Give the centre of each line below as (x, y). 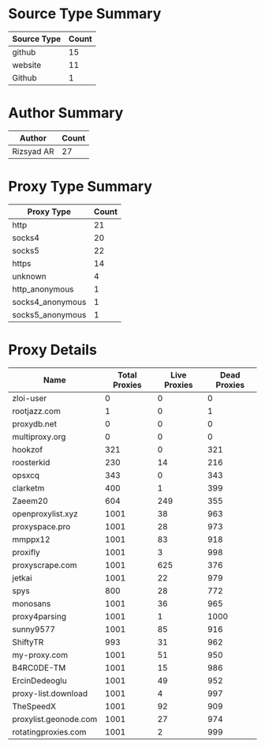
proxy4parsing (39, 616)
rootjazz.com (36, 411)
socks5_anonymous (49, 314)
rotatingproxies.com (49, 731)
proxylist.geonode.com (55, 719)
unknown (29, 276)
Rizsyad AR (33, 151)
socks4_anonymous (49, 302)
